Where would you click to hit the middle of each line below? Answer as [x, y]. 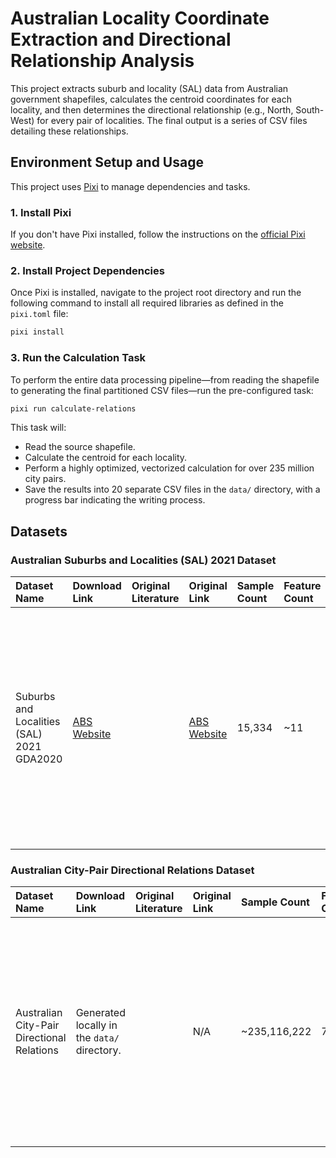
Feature [302, 586]
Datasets [39, 531]
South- [310, 109]
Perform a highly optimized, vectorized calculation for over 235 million [169, 468]
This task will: [38, 428]
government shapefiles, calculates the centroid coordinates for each [151, 99]
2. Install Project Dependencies [87, 270]
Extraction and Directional [121, 39]
